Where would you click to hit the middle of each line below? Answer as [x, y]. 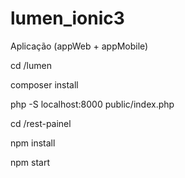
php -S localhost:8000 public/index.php [92, 104]
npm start [30, 162]
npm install [33, 143]
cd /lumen [31, 65]
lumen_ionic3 [67, 18]
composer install [44, 84]
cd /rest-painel [41, 123]
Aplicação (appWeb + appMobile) [79, 46]
